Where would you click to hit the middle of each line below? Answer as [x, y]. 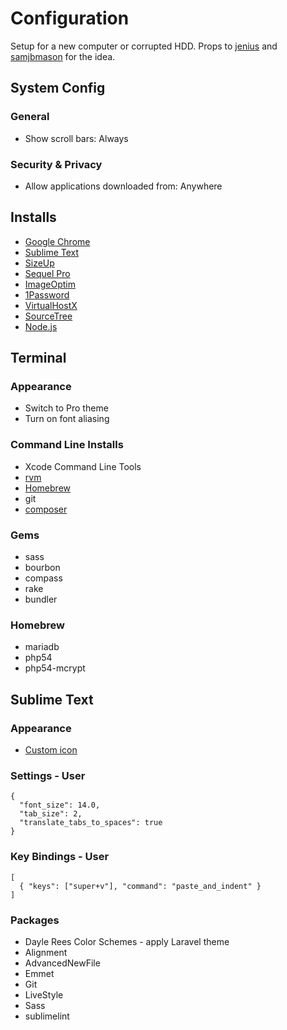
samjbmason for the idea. [63, 56]
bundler [41, 599]
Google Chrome [57, 241]
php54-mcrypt [55, 668]
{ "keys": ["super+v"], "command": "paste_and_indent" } [140, 886]
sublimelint [47, 1016]
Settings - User [48, 775]
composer [46, 509]
